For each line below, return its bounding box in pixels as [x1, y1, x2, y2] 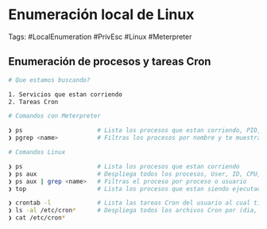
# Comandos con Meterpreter [8, 112, 102, 120]
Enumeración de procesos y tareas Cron [8, 55, 211, 68]
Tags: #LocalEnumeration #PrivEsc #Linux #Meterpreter [8, 32, 192, 41]
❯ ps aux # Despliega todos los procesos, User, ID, [8, 169, 244, 178]
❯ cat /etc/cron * [8, 214, 66, 222]
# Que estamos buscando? [8, 76, 91, 84]
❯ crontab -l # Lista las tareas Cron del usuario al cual [8, 199, 250, 208]
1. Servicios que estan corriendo [8, 90, 123, 99]
